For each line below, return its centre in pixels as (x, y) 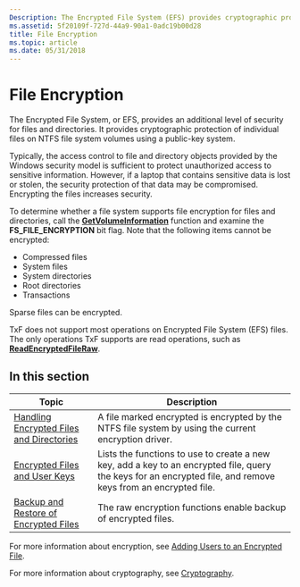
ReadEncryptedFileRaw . (55, 348)
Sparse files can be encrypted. (66, 313)
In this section (50, 377)
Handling (33, 416)
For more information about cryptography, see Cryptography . (122, 573)
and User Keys (45, 476)
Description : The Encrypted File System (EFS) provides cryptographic (143, 17)
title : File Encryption (54, 34)
